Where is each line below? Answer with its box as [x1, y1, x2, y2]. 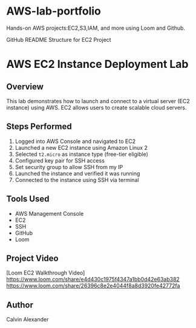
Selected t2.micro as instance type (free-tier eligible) [15, 150, 148, 158]
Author [6, 300, 33, 310]
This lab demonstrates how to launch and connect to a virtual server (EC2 [6, 97, 191, 104]
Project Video [6, 253, 59, 263]
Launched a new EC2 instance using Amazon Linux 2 [15, 144, 148, 151]
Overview [6, 81, 44, 92]
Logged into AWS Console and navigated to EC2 [15, 138, 136, 145]
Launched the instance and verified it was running [15, 170, 140, 177]
